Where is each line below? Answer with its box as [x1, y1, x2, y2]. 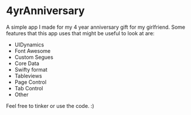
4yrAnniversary [6, 4, 85, 18]
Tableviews [14, 72, 42, 79]
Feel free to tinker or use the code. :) [6, 102, 95, 109]
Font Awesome [14, 47, 51, 54]
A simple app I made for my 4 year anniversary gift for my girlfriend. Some [6, 23, 186, 31]
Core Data [14, 60, 40, 67]
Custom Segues [14, 53, 54, 60]
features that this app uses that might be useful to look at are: [6, 29, 155, 36]
